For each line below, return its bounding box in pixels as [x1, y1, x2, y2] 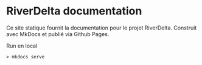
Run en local [6, 42, 38, 49]
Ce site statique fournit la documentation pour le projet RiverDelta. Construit [6, 24, 197, 31]
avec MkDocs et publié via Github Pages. [6, 30, 110, 37]
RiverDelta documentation [6, 4, 142, 18]
